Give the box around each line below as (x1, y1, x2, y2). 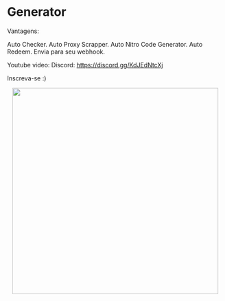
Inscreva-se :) (7, 74, 47, 82)
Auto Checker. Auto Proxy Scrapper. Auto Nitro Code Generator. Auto (7, 40, 203, 48)
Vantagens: (7, 27, 40, 35)
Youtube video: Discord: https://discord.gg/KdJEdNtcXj (7, 60, 163, 69)
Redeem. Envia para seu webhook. (7, 47, 105, 56)
